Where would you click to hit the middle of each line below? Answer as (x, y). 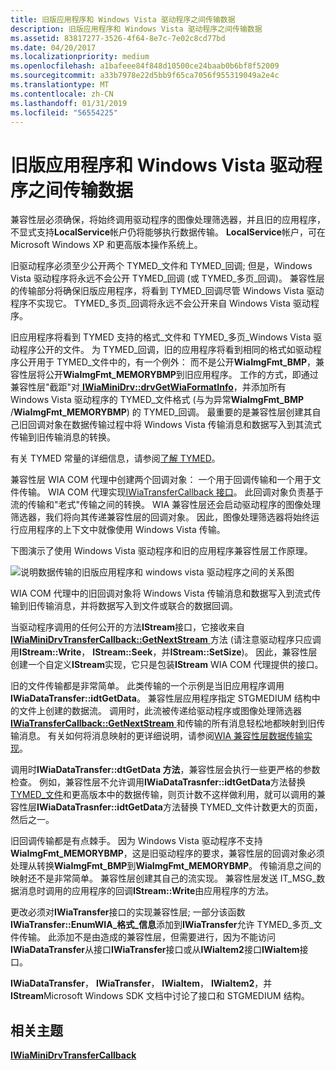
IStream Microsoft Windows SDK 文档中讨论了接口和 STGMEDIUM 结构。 (160, 996)
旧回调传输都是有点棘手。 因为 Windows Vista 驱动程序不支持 (136, 841)
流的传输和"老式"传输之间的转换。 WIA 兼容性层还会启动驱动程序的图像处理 (166, 505)
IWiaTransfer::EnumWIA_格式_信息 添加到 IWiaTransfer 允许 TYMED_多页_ (162, 925)
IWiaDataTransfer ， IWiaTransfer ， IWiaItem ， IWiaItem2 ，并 (141, 983)
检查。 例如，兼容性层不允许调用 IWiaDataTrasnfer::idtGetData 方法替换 (158, 782)
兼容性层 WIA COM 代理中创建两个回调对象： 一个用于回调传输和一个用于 (161, 480)
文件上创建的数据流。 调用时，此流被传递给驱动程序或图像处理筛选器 (160, 711)
